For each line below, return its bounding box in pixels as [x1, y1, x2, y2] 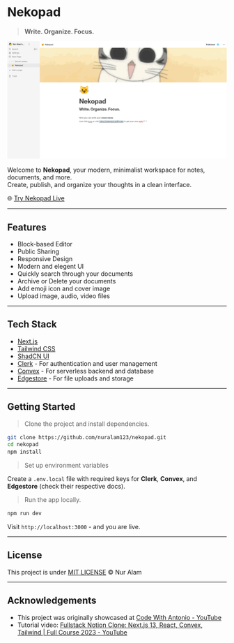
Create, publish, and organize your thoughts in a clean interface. [7, 181, 192, 189]
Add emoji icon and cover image [17, 284, 111, 293]
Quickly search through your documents [17, 269, 134, 278]
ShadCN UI [17, 352, 50, 360]
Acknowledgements [7, 595, 97, 607]
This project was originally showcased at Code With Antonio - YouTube [17, 613, 221, 621]
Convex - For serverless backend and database [17, 367, 155, 375]
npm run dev [7, 510, 42, 517]
